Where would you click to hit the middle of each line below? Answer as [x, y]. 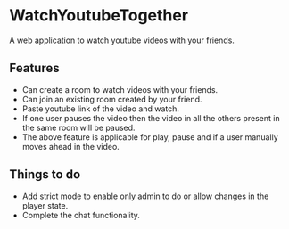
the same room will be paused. [78, 127]
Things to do [45, 175]
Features [34, 68]
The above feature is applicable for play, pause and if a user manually [150, 137]
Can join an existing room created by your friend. [112, 99]
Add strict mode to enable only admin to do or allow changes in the [145, 196]
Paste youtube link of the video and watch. [101, 109]
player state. [45, 205]
